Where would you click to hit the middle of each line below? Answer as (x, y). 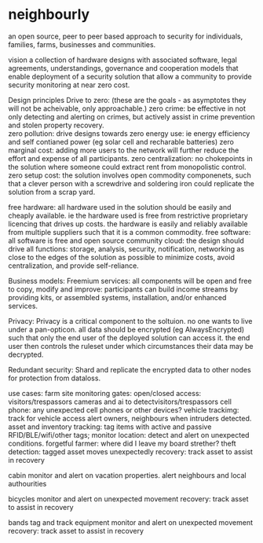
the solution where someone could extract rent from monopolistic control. (127, 167)
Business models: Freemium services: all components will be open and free (130, 281)
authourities (27, 483)
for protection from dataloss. (54, 378)
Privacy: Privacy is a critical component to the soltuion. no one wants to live (130, 321)
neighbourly (49, 15)
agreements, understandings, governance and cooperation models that (123, 68)
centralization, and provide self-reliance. (73, 266)
